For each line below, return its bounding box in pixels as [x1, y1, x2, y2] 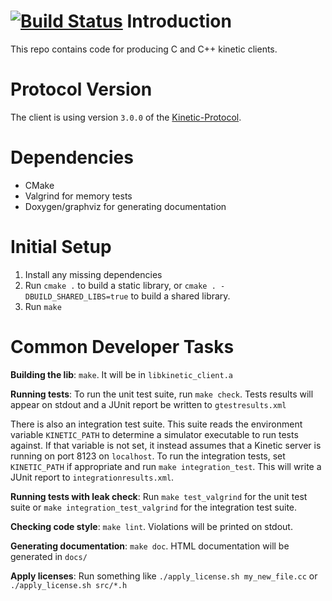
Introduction [126, 10, 232, 33]
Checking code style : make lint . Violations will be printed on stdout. [10, 520, 293, 532]
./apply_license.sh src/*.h [10, 580, 128, 590]
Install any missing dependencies [24, 268, 163, 280]
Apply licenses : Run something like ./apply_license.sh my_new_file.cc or [10, 570, 318, 582]
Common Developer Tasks [10, 335, 235, 358]
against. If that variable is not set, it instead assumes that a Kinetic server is [10, 439, 322, 451]
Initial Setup [10, 236, 112, 258]
